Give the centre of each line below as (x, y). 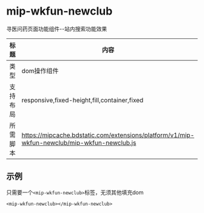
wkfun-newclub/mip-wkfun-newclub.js (79, 142)
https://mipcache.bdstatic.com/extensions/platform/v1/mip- (108, 135)
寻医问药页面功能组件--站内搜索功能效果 (57, 29)
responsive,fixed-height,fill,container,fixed (83, 100)
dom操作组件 (40, 71)
